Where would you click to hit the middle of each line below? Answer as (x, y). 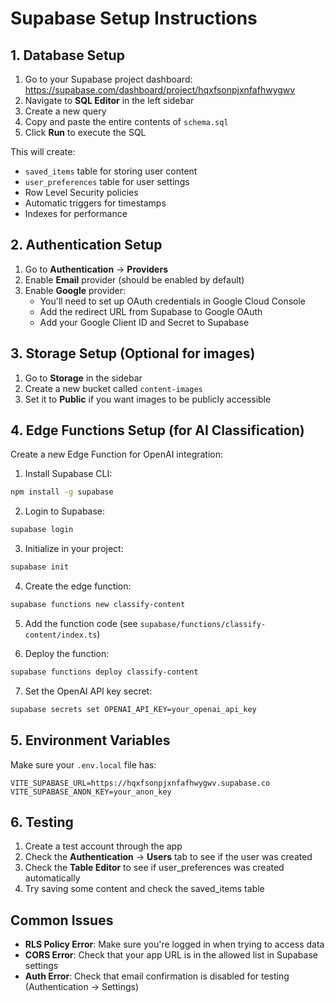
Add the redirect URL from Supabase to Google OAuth (151, 311)
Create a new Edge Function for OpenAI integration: (117, 454)
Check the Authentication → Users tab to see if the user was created (168, 857)
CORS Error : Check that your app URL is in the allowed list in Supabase (171, 955)
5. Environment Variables (90, 740)
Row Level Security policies (81, 192)
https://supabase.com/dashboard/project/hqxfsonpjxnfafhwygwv (160, 90)
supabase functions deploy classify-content (104, 672)
